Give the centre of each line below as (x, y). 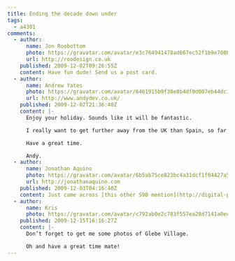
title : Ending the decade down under (62, 14)
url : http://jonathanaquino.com (73, 182)
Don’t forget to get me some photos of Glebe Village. (107, 234)
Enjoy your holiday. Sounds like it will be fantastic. (109, 118)
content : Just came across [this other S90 (84, 195)
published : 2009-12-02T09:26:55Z (69, 66)
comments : (22, 33)
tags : (15, 20)
